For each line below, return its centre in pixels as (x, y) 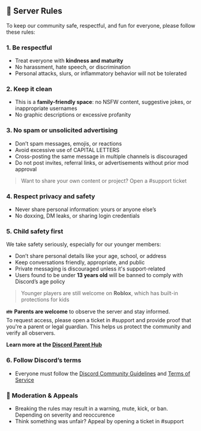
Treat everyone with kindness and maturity (69, 61)
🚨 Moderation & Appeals (42, 396)
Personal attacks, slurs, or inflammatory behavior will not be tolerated (101, 73)
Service (24, 380)
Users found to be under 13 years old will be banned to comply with (99, 275)
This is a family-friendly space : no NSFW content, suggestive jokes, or (103, 102)
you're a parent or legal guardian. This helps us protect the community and (99, 327)
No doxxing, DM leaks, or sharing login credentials (77, 216)
